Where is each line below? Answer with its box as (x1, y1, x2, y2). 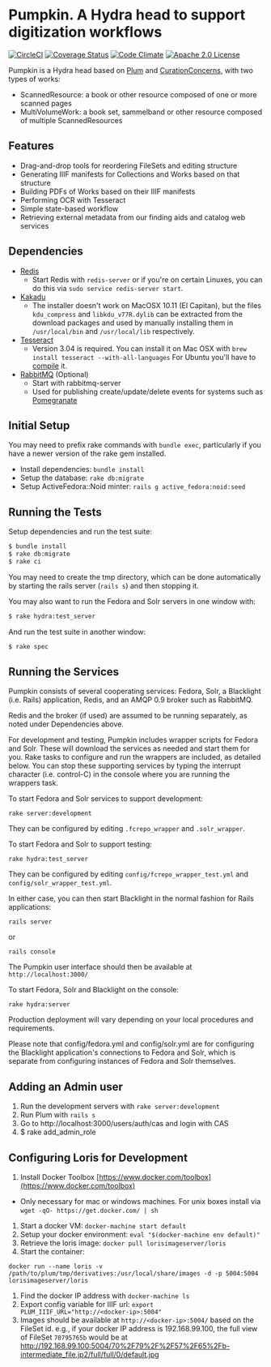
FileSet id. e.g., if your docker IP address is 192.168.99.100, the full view (19, 1324, 258, 1333)
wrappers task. (8, 778, 59, 788)
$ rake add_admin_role (19, 1127, 96, 1137)
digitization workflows (8, 23, 163, 41)
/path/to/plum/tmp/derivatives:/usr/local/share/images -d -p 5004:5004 (8, 1270, 259, 1278)
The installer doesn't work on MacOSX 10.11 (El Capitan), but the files (32, 300, 262, 310)
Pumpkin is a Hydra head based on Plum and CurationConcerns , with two (8, 65, 253, 75)
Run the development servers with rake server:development (19, 1101, 220, 1112)
